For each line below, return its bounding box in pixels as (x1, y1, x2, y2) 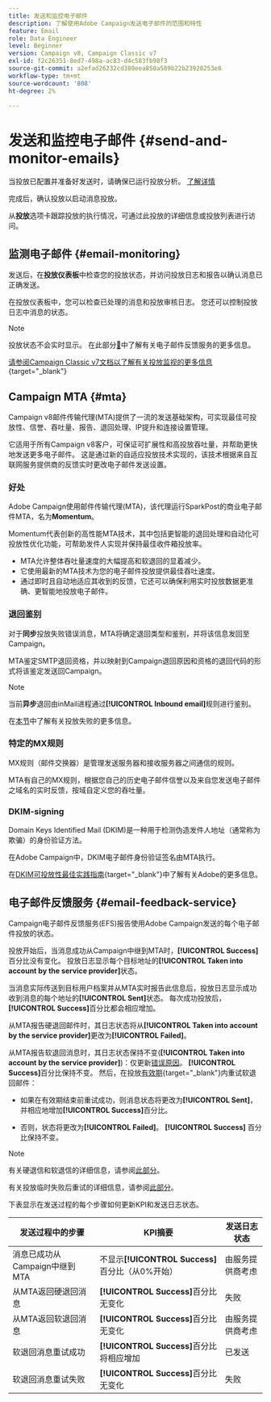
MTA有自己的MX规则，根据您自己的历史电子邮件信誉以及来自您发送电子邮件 (8, 774, 261, 784)
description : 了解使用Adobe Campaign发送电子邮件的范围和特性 (8, 19, 202, 27)
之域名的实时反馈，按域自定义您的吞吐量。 (8, 785, 150, 795)
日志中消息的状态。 (8, 308, 73, 317)
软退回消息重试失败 (12, 1374, 86, 1385)
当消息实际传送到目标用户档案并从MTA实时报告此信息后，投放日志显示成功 (8, 983, 257, 993)
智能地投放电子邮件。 (41, 586, 113, 596)
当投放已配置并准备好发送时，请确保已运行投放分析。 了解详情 (8, 177, 215, 187)
